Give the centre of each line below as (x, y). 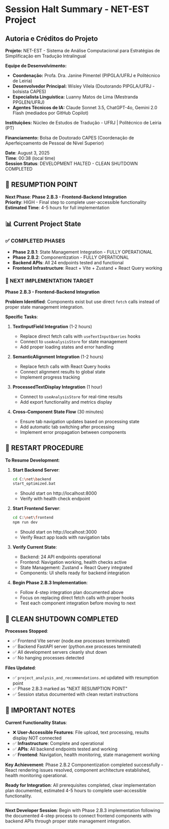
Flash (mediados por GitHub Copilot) (51, 113)
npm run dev (25, 522)
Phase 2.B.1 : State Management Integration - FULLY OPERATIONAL (82, 252)
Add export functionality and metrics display (66, 402)
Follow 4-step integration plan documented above (72, 592)
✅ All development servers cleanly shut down (60, 652)
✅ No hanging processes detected (48, 657)
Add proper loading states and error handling (67, 347)
